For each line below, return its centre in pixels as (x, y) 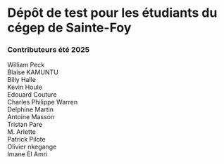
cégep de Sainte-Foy (69, 28)
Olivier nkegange (32, 147)
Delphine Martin (31, 109)
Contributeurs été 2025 (49, 50)
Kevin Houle (25, 87)
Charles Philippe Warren (43, 102)
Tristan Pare (25, 125)
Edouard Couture (32, 95)
